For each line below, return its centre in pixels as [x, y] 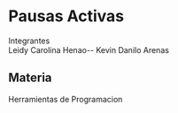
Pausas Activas [66, 16]
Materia [30, 78]
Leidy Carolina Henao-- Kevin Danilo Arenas [89, 49]
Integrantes [29, 41]
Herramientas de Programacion [66, 99]
